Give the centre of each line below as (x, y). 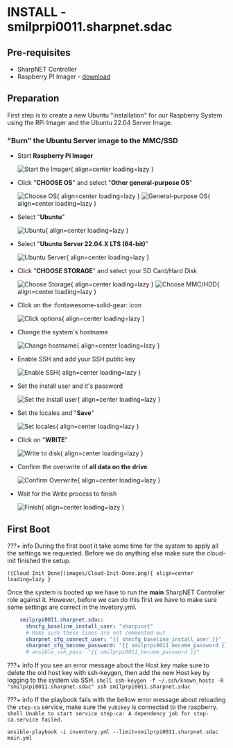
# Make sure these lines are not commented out (96, 633)
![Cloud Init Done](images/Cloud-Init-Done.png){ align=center (101, 573)
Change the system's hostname (63, 332)
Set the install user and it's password (70, 386)
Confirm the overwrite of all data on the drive (82, 467)
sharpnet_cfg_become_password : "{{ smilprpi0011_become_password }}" (128, 646)
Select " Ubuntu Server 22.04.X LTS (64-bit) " (83, 244)
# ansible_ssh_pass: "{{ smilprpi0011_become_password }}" (112, 652)
